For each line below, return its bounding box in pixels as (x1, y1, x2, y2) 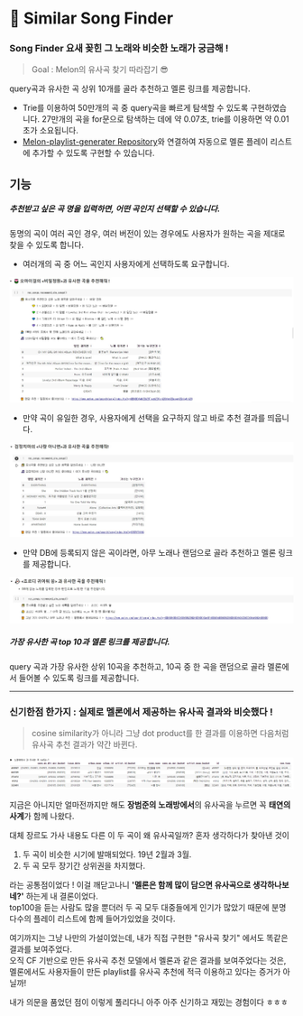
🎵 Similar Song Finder (9, 8, 174, 29)
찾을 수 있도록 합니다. (9, 239, 84, 250)
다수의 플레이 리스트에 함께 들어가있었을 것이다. (9, 913, 176, 924)
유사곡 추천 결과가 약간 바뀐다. (31, 739, 138, 750)
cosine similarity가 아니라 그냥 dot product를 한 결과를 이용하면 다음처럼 (31, 727, 289, 738)
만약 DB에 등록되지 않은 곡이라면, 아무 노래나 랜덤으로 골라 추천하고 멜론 (22, 548, 277, 559)
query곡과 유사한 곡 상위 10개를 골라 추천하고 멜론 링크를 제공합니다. (9, 83, 251, 94)
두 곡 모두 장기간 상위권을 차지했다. (22, 860, 146, 871)
